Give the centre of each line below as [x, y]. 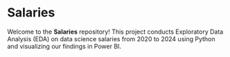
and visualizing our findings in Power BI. [64, 46]
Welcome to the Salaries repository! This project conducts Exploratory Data [115, 32]
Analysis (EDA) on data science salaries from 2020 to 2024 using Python [111, 38]
